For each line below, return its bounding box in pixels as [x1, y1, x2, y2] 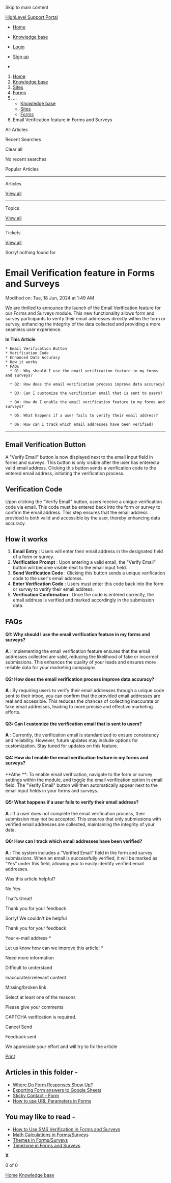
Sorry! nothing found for [5, 250, 56, 255]
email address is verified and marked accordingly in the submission [12, 597, 154, 603]
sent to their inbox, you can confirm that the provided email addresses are [5, 693, 160, 699]
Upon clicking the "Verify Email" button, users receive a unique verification [5, 499, 162, 505]
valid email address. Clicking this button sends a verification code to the [5, 464, 156, 471]
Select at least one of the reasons [5, 994, 76, 1000]
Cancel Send [5, 1024, 32, 1030]
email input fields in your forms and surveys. [5, 787, 98, 793]
